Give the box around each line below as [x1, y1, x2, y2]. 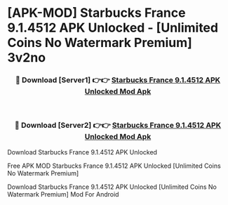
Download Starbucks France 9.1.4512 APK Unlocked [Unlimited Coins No [7, 183, 217, 191]
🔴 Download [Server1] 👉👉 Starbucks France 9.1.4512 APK [15, 75, 221, 85]
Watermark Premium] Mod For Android [7, 190, 119, 198]
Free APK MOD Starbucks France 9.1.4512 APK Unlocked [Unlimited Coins [7, 161, 221, 170]
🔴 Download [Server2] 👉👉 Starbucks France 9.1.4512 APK [14, 121, 222, 131]
